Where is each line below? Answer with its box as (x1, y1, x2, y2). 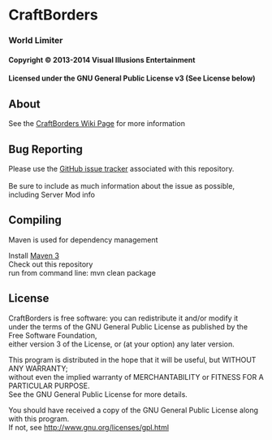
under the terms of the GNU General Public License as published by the (8, 321, 248, 331)
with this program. (8, 413, 70, 424)
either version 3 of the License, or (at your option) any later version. (8, 339, 235, 349)
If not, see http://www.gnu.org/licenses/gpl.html (8, 422, 169, 432)
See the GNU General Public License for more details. (8, 389, 188, 399)
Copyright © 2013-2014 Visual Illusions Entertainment (8, 54, 196, 64)
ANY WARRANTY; (8, 364, 68, 373)
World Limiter (8, 35, 63, 46)
